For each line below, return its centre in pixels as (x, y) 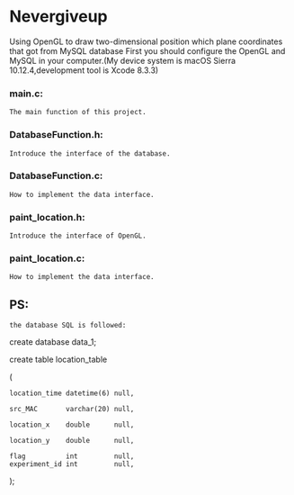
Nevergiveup (58, 17)
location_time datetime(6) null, (72, 393)
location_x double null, (72, 425)
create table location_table (58, 360)
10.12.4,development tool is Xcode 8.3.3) (84, 70)
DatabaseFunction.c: (56, 175)
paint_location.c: (47, 258)
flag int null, (72, 456)
